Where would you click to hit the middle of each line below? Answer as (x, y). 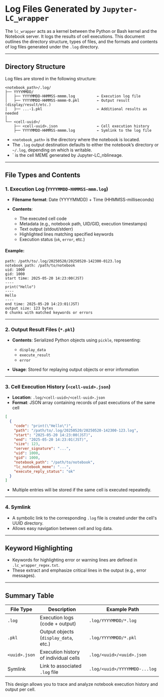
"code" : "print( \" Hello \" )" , (43, 426)
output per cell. (20, 690)
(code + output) (58, 624)
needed (12, 113)
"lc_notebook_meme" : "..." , (42, 467)
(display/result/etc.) (28, 105)
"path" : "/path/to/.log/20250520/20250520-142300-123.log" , (76, 430)
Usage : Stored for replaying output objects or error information (75, 369)
